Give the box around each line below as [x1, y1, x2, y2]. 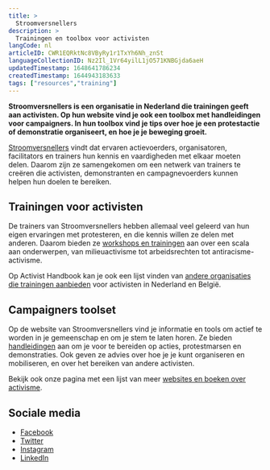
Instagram [19, 444, 54, 454]
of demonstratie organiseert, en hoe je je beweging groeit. [8, 126, 208, 137]
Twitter [19, 435, 44, 445]
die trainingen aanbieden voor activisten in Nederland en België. [8, 279, 222, 290]
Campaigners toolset [8, 303, 117, 316]
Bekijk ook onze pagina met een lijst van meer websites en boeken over [8, 374, 246, 384]
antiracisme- [212, 247, 255, 257]
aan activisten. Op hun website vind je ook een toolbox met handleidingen [8, 109, 261, 119]
